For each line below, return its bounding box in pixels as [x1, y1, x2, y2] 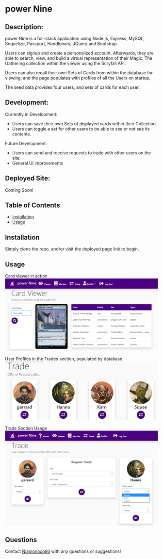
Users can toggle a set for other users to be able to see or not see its [12, 126, 150, 132]
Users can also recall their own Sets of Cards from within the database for [5, 70, 153, 76]
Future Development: [5, 140, 47, 146]
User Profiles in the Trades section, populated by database [5, 356, 123, 362]
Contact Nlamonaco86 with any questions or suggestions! [5, 548, 121, 554]
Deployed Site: [5, 174, 50, 182]
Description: [5, 23, 44, 31]
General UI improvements [12, 160, 64, 166]
